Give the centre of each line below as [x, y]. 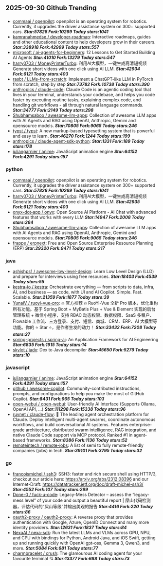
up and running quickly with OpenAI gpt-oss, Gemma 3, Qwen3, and [81, 543]
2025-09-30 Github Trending [51, 8]
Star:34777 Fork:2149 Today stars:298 [53, 110]
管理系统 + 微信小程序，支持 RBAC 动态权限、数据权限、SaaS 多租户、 [83, 315]
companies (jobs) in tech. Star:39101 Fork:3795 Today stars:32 [77, 451]
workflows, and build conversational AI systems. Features [70, 425]
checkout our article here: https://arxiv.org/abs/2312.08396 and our [81, 479]
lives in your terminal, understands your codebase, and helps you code [84, 95]
